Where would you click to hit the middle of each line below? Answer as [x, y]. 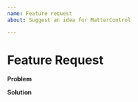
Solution [20, 92]
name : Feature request [40, 13]
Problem [20, 79]
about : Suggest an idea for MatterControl [69, 20]
